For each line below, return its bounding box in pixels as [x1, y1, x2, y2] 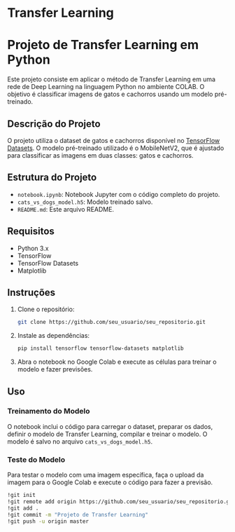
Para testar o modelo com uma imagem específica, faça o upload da [7, 471, 204, 479]
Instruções [7, 286, 56, 299]
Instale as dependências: [17, 332, 90, 340]
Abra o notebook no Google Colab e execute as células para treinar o [17, 357, 217, 366]
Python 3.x [17, 244, 49, 252]
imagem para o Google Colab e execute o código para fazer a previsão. [7, 478, 213, 486]
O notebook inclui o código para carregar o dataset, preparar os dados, [7, 422, 213, 430]
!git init [7, 492, 36, 499]
